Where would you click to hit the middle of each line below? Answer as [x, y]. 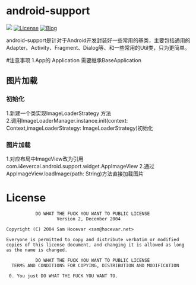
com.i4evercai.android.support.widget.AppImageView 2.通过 [80, 166]
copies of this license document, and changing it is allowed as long [95, 245]
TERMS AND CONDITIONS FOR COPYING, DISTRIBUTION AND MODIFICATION [95, 265]
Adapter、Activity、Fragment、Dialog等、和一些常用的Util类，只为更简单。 [98, 47]
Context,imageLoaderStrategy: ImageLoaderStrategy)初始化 [80, 128]
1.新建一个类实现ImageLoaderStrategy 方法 [59, 113]
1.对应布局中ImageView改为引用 [45, 159]
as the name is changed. [37, 250]
